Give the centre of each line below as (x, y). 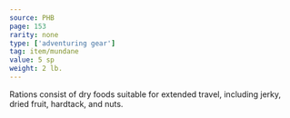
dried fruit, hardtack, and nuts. (66, 103)
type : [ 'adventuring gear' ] (63, 43)
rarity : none (34, 34)
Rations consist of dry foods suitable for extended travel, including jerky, (145, 94)
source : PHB (32, 18)
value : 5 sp (32, 60)
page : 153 (28, 26)
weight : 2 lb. (36, 69)
